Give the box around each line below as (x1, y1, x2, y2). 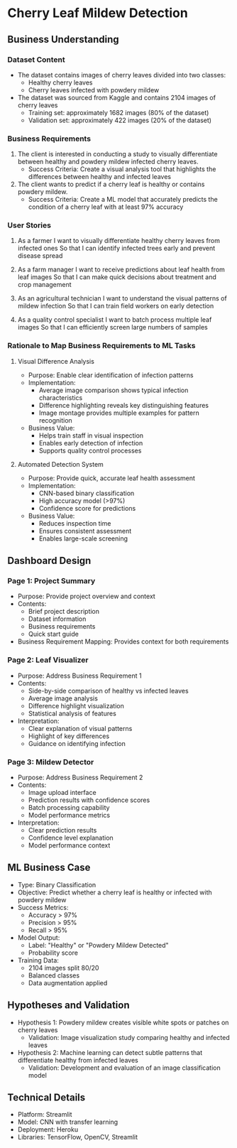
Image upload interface (28, 789, 97, 797)
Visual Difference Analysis (17, 357, 94, 365)
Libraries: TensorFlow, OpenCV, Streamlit (17, 1133, 138, 1142)
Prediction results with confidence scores (28, 796, 150, 804)
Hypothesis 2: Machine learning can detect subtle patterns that (17, 1048, 203, 1056)
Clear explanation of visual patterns (28, 724, 133, 732)
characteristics (38, 393, 83, 402)
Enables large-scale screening (38, 534, 128, 543)
